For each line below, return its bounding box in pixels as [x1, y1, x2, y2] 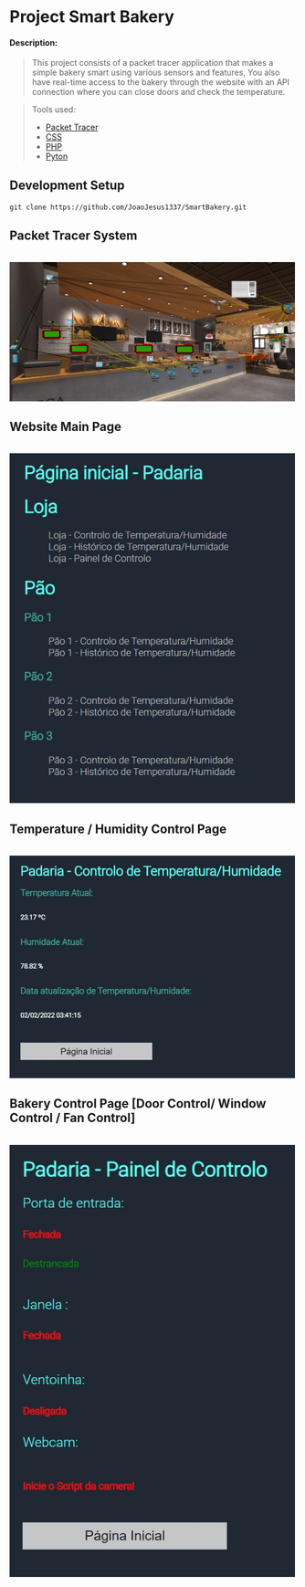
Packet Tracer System [9, 227, 138, 243]
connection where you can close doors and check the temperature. [31, 87, 286, 98]
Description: [9, 37, 58, 47]
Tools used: [31, 104, 76, 115]
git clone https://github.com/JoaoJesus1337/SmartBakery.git [9, 203, 247, 212]
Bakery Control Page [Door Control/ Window [9, 1096, 267, 1111]
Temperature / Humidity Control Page [9, 821, 227, 836]
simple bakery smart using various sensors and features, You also [31, 67, 280, 79]
